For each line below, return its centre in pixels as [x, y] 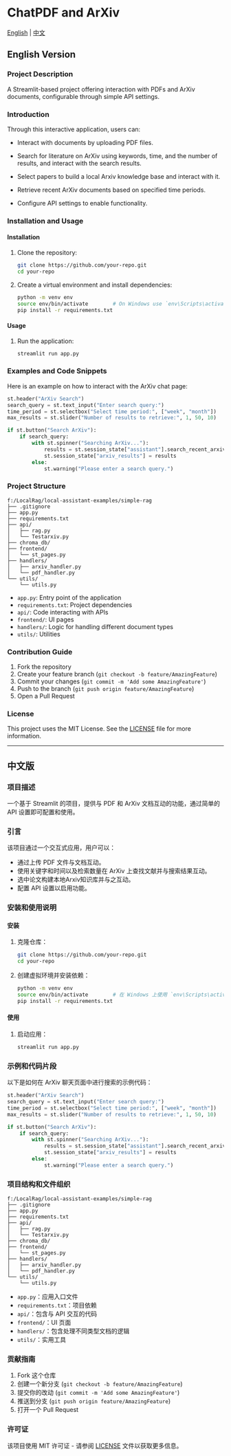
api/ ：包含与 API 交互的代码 [57, 1314]
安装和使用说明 [32, 907]
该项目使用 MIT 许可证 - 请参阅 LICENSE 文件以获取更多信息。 [95, 1446]
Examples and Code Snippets [57, 371]
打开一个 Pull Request [48, 1410]
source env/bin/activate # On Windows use [90, 304]
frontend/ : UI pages [45, 619]
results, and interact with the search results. [79, 163]
